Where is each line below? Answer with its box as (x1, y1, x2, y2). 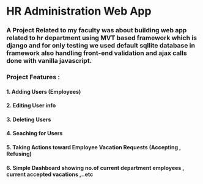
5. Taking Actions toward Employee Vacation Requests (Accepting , (6, 144, 182, 150)
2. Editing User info (6, 102, 56, 109)
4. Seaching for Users (6, 130, 63, 137)
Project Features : (6, 73, 60, 82)
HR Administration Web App (6, 4, 152, 18)
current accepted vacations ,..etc (6, 171, 94, 178)
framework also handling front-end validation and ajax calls (6, 49, 188, 57)
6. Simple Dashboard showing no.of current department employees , (6, 164, 185, 171)
